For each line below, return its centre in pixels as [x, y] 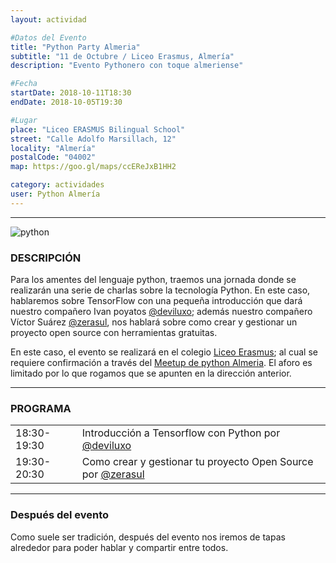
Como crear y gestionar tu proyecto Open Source [197, 462]
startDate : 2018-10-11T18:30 [71, 93]
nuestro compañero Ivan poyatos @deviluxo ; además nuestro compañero [161, 312]
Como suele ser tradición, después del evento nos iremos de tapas [148, 537]
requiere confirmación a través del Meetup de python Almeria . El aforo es [161, 363]
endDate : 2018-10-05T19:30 [66, 102]
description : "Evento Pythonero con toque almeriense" [127, 66]
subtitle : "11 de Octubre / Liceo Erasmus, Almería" [122, 56]
